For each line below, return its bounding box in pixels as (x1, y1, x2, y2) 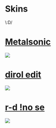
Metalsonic (5, 36, 51, 48)
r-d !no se (5, 102, 45, 112)
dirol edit (5, 69, 42, 80)
